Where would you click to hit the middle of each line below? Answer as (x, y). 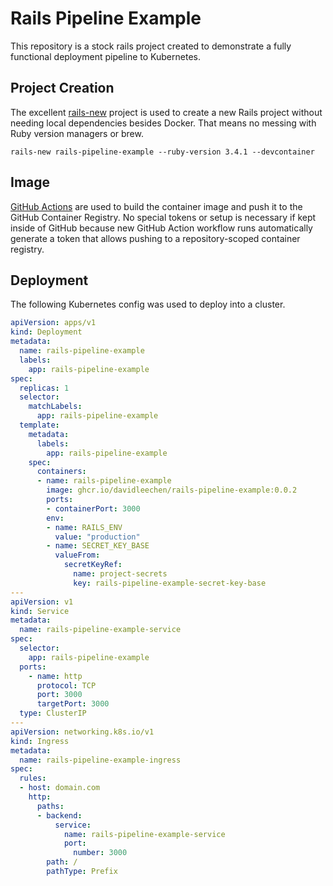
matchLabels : (55, 407)
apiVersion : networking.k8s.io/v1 (82, 732)
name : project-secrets (120, 574)
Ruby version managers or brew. (77, 133)
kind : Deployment (46, 332)
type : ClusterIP (53, 713)
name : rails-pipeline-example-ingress (100, 760)
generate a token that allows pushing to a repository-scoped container (155, 238)
